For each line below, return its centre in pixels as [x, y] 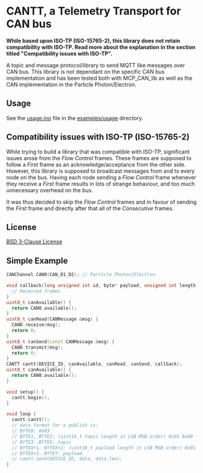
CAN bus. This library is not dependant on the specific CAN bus [85, 71]
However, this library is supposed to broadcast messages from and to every [101, 171]
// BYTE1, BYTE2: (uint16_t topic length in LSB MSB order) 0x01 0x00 [102, 436]
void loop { [21, 414]
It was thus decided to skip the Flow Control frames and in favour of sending [101, 202]
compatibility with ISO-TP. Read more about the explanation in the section [101, 47]
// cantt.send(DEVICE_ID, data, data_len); [67, 459]
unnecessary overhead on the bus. [50, 190]
